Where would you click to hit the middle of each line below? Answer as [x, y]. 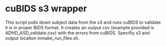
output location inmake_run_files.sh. [42, 38]
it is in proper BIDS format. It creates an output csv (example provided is [80, 27]
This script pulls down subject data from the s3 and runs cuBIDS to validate [83, 22]
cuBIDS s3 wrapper [46, 9]
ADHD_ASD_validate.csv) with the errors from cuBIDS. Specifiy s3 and [77, 33]
